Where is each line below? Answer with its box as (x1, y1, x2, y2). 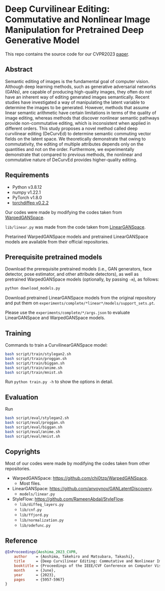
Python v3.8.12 (12, 184, 42, 190)
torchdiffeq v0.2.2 (12, 200, 49, 206)
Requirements (5, 171, 49, 179)
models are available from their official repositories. (5, 238, 109, 244)
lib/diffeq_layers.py (19, 502, 64, 507)
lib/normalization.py (19, 518, 64, 523)
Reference (5, 536, 38, 545)
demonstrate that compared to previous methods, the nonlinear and (5, 151, 142, 157)
